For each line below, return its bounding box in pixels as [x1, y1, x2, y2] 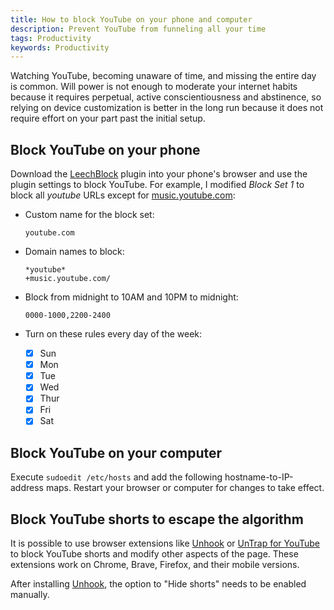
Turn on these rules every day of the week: [24, 328, 203, 340]
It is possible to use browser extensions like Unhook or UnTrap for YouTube [10, 537, 320, 550]
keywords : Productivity [10, 42, 110, 53]
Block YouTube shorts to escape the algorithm [10, 511, 304, 528]
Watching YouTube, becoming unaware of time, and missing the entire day [10, 70, 317, 82]
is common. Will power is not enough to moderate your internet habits [10, 81, 298, 93]
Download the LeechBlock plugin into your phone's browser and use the [10, 168, 308, 180]
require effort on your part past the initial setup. [10, 112, 206, 125]
